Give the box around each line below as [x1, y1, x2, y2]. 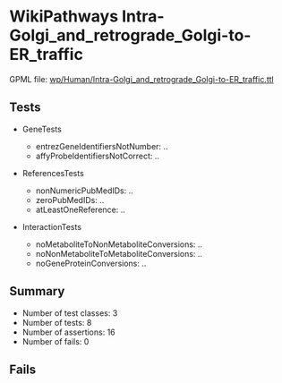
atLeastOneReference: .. [35, 204, 125, 215]
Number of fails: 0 [21, 336, 90, 346]
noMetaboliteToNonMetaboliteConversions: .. [35, 239, 203, 250]
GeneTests [21, 123, 63, 134]
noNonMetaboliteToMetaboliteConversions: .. [35, 248, 203, 259]
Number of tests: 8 [21, 317, 92, 328]
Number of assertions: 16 [21, 327, 116, 337]
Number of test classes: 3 [21, 307, 118, 319]
